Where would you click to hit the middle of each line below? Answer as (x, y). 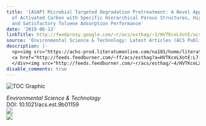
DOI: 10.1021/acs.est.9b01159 (43, 105)
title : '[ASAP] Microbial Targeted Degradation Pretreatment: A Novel (98, 12)
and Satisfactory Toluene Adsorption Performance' (78, 23)
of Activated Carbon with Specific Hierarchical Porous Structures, (101, 18)
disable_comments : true (37, 69)
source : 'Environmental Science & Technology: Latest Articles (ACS (96, 40)
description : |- (27, 46)
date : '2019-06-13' (31, 29)
